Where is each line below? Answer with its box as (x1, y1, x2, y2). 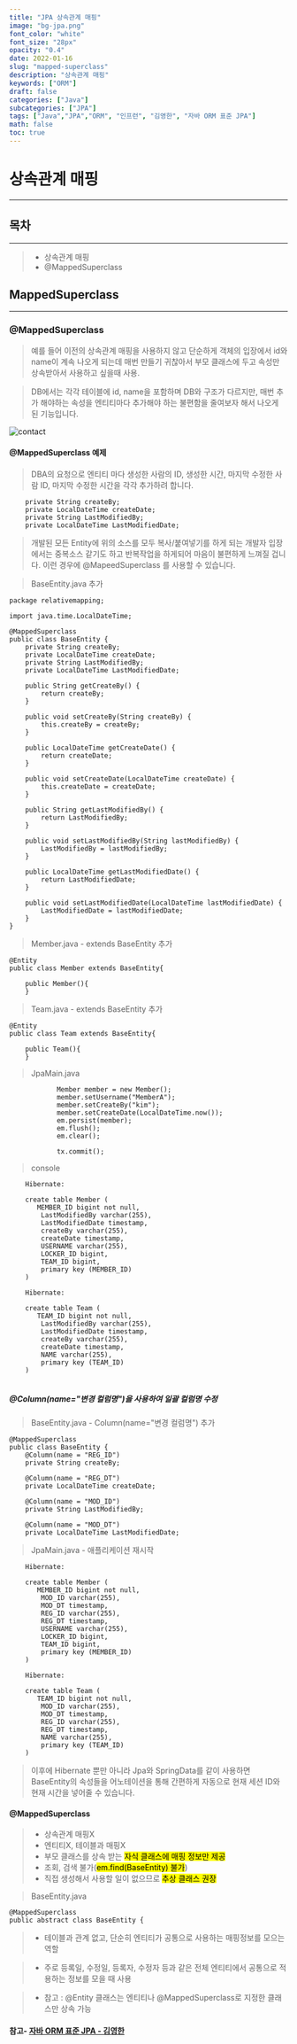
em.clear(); (56, 1131, 101, 1140)
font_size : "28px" (9, 37, 77, 47)
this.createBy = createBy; (41, 719, 141, 729)
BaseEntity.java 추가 (30, 578, 103, 589)
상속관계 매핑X (43, 1829, 95, 1839)
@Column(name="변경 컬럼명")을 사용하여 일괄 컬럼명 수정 (9, 1393, 218, 1404)
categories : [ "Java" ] (9, 95, 89, 105)
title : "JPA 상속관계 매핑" (9, 12, 102, 22)
